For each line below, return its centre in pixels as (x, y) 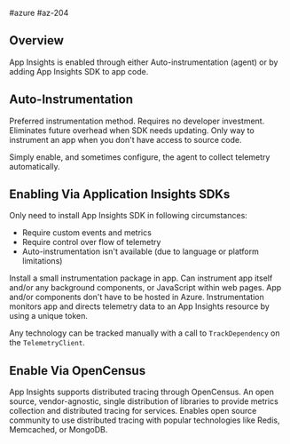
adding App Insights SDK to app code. (79, 71)
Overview (37, 40)
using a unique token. (49, 316)
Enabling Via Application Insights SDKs (120, 194)
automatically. (35, 166)
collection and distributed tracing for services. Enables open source (133, 411)
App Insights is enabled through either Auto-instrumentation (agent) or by (144, 62)
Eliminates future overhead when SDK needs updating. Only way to (132, 130)
